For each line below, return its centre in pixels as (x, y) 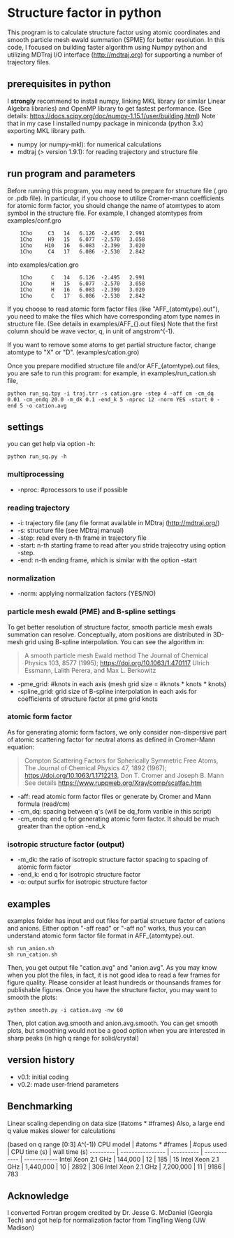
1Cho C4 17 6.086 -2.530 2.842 (82, 251)
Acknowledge (38, 1196)
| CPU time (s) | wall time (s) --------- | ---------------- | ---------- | (105, 1152)
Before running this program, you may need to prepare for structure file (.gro (117, 190)
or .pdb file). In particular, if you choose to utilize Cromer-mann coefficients (116, 198)
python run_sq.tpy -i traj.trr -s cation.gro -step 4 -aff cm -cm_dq (111, 394)
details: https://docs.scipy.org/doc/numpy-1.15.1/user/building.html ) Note (111, 116)
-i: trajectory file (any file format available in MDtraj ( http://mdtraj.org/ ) (118, 522)
